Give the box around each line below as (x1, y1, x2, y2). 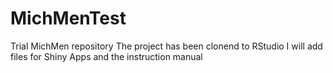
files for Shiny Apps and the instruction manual (10, 50, 203, 62)
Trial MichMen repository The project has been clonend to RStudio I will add (10, 40, 323, 52)
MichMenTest (10, 7, 127, 30)
